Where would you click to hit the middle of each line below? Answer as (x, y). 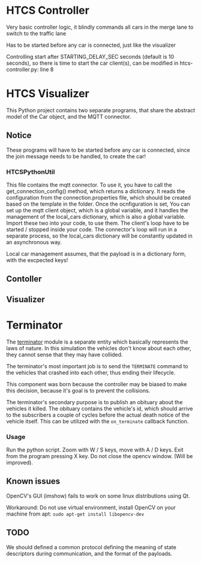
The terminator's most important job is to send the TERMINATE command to (97, 366)
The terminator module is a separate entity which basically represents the (97, 342)
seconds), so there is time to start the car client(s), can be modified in (92, 63)
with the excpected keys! (37, 260)
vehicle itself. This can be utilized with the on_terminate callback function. (97, 421)
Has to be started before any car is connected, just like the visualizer (91, 45)
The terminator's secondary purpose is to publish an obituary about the (94, 402)
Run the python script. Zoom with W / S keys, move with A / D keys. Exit (95, 450)
